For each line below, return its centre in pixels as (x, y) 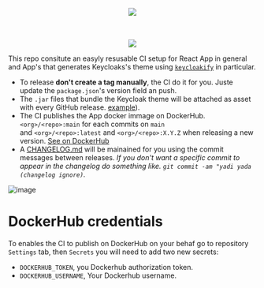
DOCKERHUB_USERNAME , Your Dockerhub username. (98, 275)
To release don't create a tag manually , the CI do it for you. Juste (126, 82)
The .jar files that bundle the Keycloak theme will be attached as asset (135, 99)
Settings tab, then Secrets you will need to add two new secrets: (113, 252)
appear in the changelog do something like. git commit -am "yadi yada (136, 166)
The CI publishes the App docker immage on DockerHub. (112, 116)
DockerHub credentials (86, 222)
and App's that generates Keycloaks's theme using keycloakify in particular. (132, 67)
